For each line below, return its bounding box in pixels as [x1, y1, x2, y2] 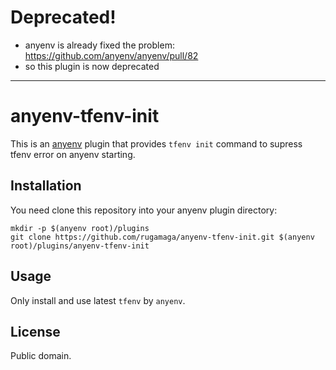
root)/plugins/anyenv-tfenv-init [10, 241, 150, 251]
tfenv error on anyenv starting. [10, 148, 136, 160]
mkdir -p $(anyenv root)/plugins [10, 223, 150, 233]
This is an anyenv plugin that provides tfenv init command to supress [10, 137, 303, 150]
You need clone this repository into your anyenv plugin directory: [10, 204, 278, 216]
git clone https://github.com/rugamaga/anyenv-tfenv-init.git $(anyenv [10, 232, 315, 242]
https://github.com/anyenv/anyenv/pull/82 [24, 49, 199, 61]
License [10, 323, 61, 340]
